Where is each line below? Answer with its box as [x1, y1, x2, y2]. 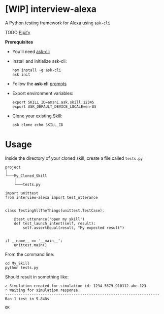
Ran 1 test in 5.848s [5, 296, 50, 301]
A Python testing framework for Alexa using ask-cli [5, 20, 110, 26]
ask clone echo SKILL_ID [12, 122, 64, 127]
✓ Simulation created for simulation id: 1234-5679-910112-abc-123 [5, 283, 147, 288]
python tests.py [5, 265, 38, 270]
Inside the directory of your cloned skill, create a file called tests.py [5, 155, 143, 161]
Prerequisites [5, 39, 33, 45]
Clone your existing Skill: [12, 113, 63, 119]
